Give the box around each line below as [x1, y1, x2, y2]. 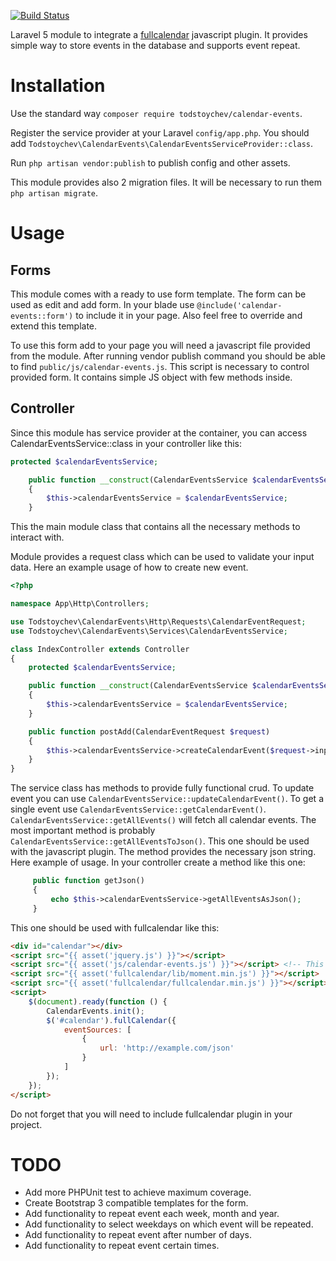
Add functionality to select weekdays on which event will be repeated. [24, 1218, 314, 1230]
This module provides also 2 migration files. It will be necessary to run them [10, 176, 323, 188]
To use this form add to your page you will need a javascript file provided [10, 339, 311, 351]
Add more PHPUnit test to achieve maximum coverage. [24, 1186, 252, 1199]
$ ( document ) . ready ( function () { [28, 996, 168, 1007]
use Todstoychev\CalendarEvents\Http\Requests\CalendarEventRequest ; [10, 616, 307, 627]
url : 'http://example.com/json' [99, 1043, 235, 1054]
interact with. [10, 531, 65, 544]
